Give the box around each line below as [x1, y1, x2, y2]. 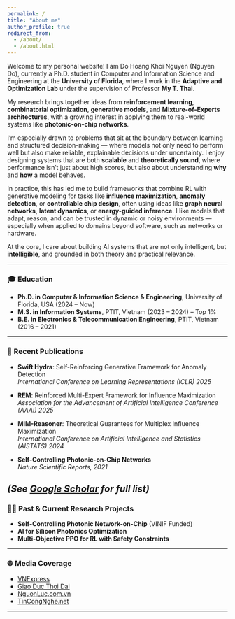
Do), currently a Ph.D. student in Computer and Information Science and [7, 69, 215, 78]
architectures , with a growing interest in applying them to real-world [7, 113, 205, 121]
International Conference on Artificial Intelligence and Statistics [17, 434, 201, 443]
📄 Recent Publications [7, 347, 84, 357]
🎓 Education [7, 274, 53, 284]
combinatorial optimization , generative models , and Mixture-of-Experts [7, 106, 220, 113]
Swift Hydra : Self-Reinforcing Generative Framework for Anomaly [17, 362, 207, 371]
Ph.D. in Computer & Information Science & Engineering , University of [17, 293, 222, 301]
